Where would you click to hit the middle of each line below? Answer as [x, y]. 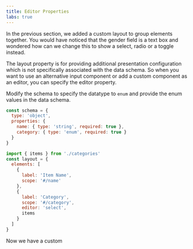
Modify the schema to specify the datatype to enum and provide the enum [94, 94]
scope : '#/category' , [48, 202]
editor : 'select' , [44, 208]
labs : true [19, 17]
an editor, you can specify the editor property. [61, 82]
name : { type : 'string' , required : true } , [70, 127]
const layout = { [27, 159]
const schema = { [27, 110]
